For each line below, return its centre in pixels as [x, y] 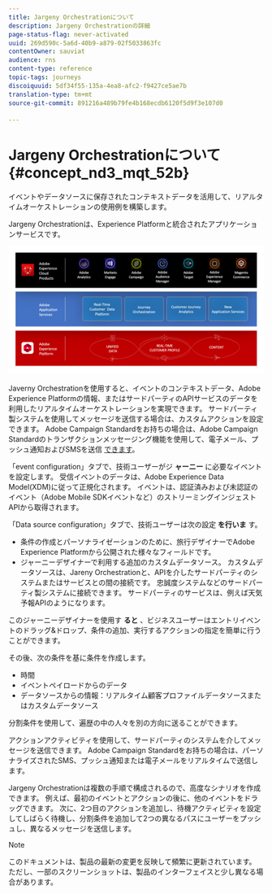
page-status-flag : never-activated [69, 34]
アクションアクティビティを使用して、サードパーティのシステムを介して [128, 740]
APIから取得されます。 [46, 508]
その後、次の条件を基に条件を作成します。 [79, 658]
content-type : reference [50, 69]
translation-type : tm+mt [50, 94]
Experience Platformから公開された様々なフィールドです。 [118, 552]
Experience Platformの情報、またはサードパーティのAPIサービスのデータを [133, 399]
